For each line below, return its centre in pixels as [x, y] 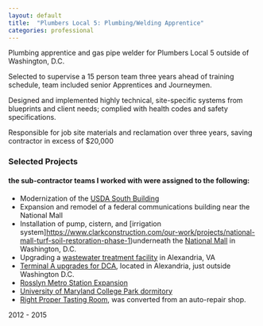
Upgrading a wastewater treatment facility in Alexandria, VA [118, 257]
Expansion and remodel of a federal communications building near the [135, 206]
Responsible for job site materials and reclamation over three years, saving [130, 132]
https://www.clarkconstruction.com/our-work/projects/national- [151, 232]
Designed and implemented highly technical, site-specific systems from [126, 101]
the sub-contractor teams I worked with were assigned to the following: [129, 180]
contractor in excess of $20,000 [61, 141]
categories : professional [51, 30]
